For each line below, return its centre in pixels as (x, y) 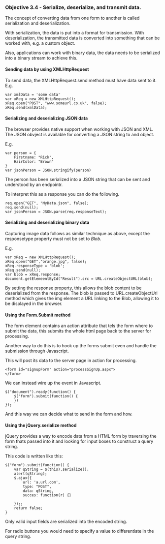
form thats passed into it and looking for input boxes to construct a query (79, 441)
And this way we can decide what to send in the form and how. (69, 414)
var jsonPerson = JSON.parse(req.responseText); (56, 212)
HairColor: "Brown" (34, 161)
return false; (28, 508)
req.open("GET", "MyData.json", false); (47, 203)
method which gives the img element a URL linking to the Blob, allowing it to (82, 298)
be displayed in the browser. (34, 303)
